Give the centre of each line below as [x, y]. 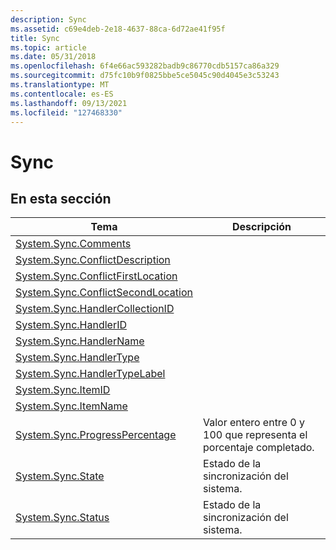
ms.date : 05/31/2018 [53, 57]
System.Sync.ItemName [71, 406]
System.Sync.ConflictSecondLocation [104, 293]
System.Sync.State [60, 476]
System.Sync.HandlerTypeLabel [90, 374]
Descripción [262, 227]
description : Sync [48, 19]
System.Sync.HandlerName [80, 341]
